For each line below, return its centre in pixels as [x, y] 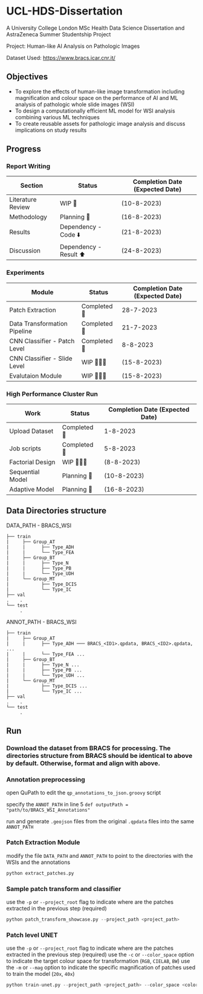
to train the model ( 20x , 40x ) [40, 974]
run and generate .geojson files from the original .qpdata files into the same [100, 821]
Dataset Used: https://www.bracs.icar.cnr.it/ [61, 58]
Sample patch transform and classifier [64, 889]
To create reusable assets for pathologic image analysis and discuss [100, 123]
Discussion [25, 251]
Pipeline [21, 331]
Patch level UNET [32, 935]
